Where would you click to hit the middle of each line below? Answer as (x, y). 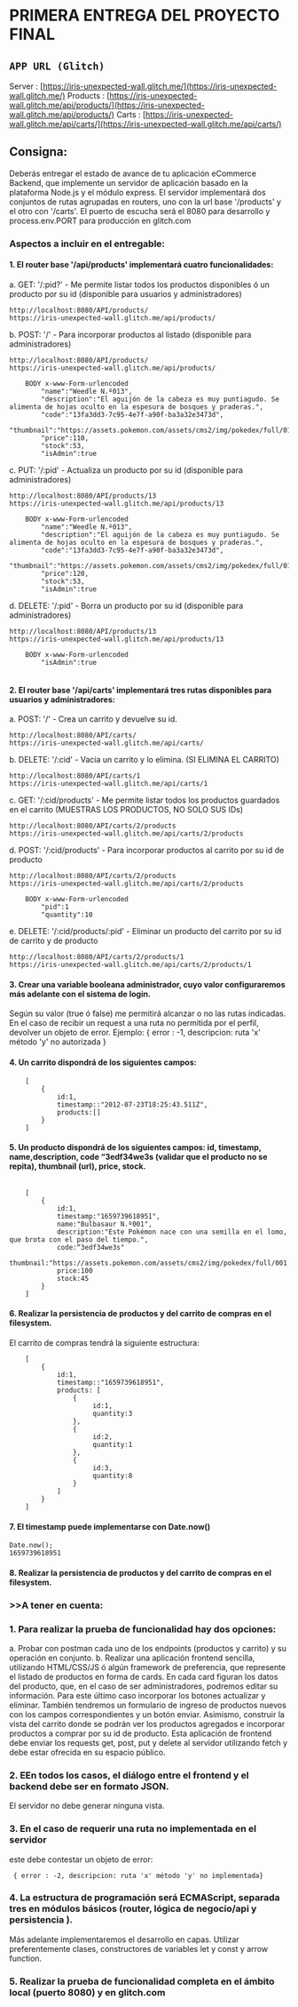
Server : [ (26, 86)
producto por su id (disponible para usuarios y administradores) (125, 293)
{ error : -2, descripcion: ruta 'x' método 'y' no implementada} (138, 1875)
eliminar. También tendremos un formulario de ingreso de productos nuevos (148, 1705)
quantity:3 (113, 1413)
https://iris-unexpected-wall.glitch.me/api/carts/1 (109, 784)
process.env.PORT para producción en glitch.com (100, 220)
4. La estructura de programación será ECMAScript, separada (145, 1898)
